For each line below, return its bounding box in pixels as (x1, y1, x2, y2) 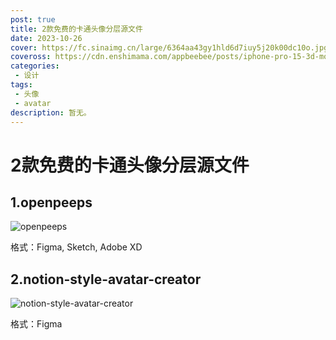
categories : (10, 61, 60, 71)
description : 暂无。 (10, 107, 92, 118)
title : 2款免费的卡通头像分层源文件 (10, 24, 143, 34)
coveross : (10, 52, 52, 62)
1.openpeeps (10, 194, 93, 211)
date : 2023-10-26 (10, 33, 83, 43)
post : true (10, 14, 56, 25)
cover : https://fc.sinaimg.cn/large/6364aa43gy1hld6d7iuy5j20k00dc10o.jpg (10, 42, 329, 53)
